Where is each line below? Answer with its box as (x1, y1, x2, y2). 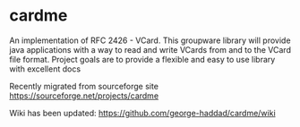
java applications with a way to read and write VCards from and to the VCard (9, 44, 291, 55)
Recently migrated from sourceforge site (9, 80, 159, 91)
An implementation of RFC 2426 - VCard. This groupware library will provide (9, 35, 291, 46)
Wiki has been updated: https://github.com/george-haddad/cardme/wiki (9, 107, 276, 118)
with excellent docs (9, 63, 81, 74)
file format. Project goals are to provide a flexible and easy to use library (9, 54, 276, 64)
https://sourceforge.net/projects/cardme (9, 90, 159, 101)
